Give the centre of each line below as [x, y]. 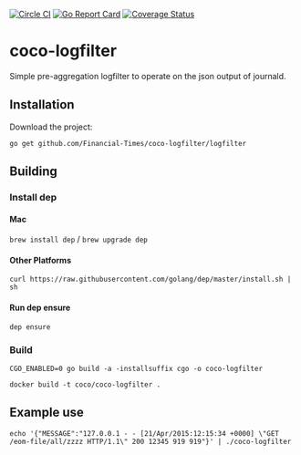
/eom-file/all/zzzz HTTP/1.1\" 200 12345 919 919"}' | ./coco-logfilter [150, 441]
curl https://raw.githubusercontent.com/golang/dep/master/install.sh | [150, 279]
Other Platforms [40, 260]
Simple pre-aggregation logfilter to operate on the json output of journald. [148, 76]
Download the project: [51, 127]
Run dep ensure [40, 308]
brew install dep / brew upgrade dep [79, 239]
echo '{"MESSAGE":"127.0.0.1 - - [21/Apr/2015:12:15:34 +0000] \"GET [145, 433]
